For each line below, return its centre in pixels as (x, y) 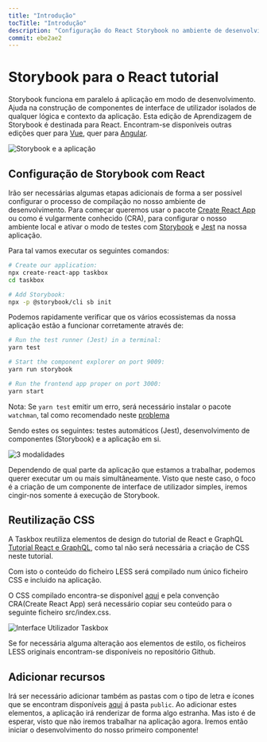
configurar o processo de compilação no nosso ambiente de (107, 201)
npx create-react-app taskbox (58, 273)
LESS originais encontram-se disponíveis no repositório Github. (112, 652)
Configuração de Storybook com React (106, 173)
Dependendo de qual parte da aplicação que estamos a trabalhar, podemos (132, 469)
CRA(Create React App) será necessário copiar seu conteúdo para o (120, 604)
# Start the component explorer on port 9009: (87, 362)
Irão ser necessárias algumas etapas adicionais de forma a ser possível (125, 193)
